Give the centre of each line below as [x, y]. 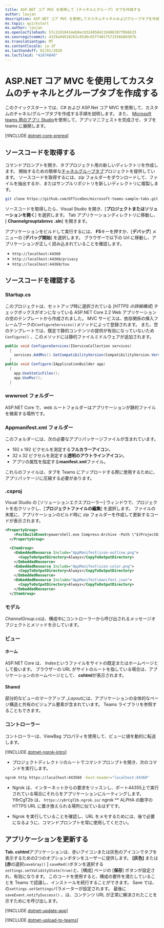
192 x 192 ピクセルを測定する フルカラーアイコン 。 [62, 450]
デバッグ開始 [38, 238]
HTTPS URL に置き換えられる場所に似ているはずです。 [67, 806]
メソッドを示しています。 [56, 625]
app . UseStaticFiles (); [37, 373]
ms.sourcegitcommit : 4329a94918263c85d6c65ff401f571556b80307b [71, 37]
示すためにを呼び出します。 [33, 901]
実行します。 [38, 768]
